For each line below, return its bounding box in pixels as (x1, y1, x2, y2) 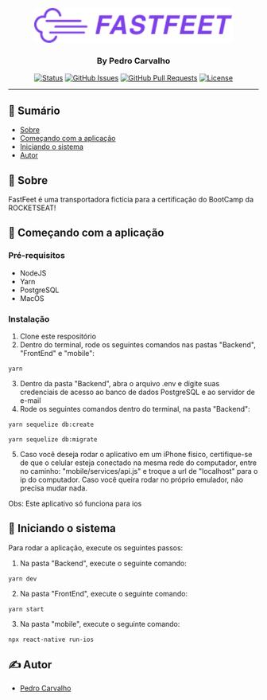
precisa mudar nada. (19, 483, 87, 493)
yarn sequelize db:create (8, 420, 94, 428)
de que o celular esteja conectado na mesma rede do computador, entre (19, 458, 257, 467)
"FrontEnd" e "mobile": (19, 348, 95, 358)
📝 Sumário (8, 104, 61, 117)
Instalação (8, 313, 50, 324)
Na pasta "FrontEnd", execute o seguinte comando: (19, 589, 188, 598)
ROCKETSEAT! (8, 203, 56, 213)
